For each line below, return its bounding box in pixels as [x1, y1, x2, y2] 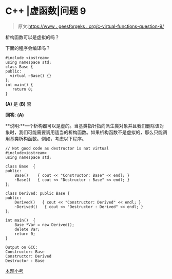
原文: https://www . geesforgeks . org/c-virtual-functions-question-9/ [17, 23, 164, 29]
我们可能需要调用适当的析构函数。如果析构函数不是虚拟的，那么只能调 [18, 129, 167, 135]
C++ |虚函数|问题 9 [5, 5, 86, 17]
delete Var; [14, 227, 40, 232]
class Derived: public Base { [5, 191, 70, 196]
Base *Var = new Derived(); [14, 222, 74, 227]
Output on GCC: [5, 245, 38, 250]
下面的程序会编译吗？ [5, 45, 50, 51]
